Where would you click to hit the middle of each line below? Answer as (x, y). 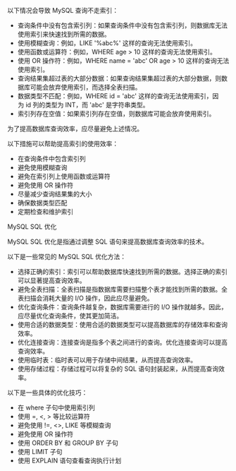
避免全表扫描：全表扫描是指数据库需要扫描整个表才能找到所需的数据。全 (122, 289)
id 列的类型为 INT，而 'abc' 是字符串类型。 (87, 105)
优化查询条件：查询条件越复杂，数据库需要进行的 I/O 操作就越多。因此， (122, 307)
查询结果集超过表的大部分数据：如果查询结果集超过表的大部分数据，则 (119, 78)
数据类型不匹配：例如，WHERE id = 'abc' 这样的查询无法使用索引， (115, 96)
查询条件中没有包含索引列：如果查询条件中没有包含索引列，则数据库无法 (122, 25)
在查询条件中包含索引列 (51, 159)
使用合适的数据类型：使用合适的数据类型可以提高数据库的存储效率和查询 (122, 324)
